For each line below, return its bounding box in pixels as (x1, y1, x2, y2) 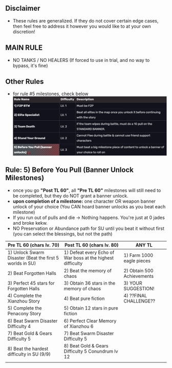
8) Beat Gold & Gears (63, 343, 109, 349)
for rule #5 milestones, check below (12, 91, 89, 97)
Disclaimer (5, 4, 40, 13)
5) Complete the (7, 305, 42, 311)
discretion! (12, 28, 36, 35)
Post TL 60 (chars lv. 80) (64, 242, 119, 248)
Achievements (123, 273, 154, 279)
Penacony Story (7, 311, 41, 317)
